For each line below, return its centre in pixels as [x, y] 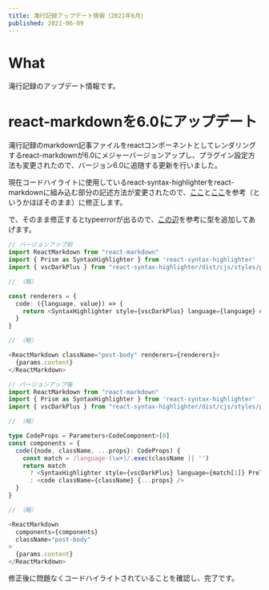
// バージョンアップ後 [41, 385]
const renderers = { [43, 296]
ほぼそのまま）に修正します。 [78, 202]
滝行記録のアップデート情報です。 [64, 86]
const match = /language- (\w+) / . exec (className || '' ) [116, 458]
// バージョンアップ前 [41, 245]
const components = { [44, 443]
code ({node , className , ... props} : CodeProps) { [98, 450]
